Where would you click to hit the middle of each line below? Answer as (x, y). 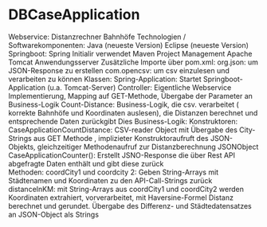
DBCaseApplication (74, 15)
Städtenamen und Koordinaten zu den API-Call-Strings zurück (110, 180)
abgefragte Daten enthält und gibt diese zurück (86, 163)
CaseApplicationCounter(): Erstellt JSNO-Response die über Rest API (122, 155)
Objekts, (22, 147)
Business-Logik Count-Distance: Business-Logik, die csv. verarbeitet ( (124, 104)
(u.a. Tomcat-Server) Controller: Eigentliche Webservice (139, 87)
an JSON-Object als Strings (54, 214)
